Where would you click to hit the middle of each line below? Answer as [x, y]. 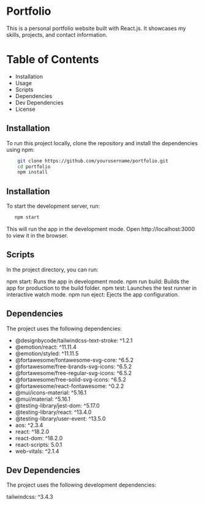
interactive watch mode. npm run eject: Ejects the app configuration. [93, 294]
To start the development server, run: [53, 206]
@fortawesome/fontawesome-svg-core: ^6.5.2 [74, 360]
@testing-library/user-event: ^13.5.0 [60, 419]
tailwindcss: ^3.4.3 [30, 497]
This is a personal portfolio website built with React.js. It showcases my [96, 28]
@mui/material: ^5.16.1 [43, 399]
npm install [32, 172]
